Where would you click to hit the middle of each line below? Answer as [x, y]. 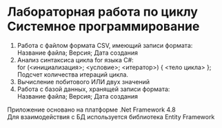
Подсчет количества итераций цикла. [73, 74]
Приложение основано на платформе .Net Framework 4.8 [91, 110]
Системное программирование [103, 26]
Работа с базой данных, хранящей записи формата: [93, 89]
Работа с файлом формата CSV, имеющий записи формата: [105, 45]
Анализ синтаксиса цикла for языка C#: [75, 60]
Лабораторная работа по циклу [103, 12]
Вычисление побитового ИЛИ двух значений [83, 81]
